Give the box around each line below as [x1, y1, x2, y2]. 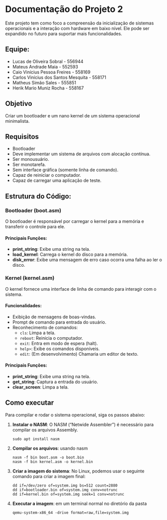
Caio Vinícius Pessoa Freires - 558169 [12, 69, 91, 75]
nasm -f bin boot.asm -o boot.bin [12, 455, 84, 460]
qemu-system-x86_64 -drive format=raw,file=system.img [12, 510, 129, 515]
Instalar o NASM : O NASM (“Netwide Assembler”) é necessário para [12, 421, 154, 428]
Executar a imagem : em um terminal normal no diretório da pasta [12, 501, 147, 507]
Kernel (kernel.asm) [5, 275, 55, 282]
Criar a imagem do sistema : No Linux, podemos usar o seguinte [12, 468, 145, 474]
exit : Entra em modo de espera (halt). [19, 340, 98, 346]
